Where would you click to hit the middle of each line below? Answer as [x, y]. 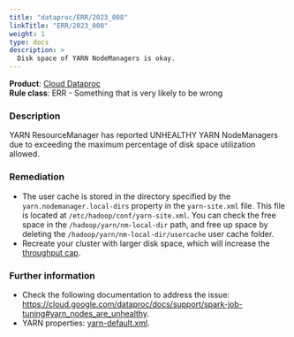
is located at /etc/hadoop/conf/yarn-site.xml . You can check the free [149, 215]
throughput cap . [51, 252]
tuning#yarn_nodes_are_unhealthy [84, 313]
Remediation [37, 177]
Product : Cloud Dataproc [55, 84]
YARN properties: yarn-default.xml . [86, 323]
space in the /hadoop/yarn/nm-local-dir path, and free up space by [145, 224]
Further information [52, 275]
